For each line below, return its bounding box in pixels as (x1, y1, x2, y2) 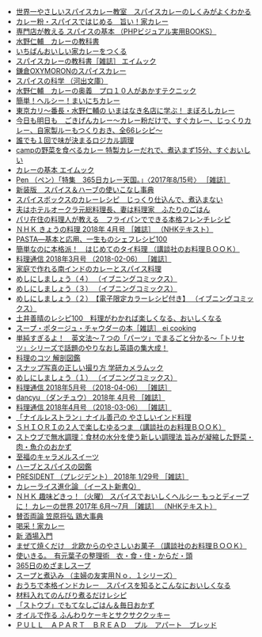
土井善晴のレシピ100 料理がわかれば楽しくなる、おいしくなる (15, 313, 222, 323)
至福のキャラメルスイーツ (15, 452, 100, 461)
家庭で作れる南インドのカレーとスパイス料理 (15, 264, 162, 273)
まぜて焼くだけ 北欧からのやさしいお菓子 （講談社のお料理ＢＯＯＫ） (15, 541, 247, 550)
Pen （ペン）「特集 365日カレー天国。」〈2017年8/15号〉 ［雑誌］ (15, 175, 231, 184)
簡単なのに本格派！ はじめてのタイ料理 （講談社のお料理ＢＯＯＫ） (15, 245, 240, 253)
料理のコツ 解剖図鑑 (15, 353, 81, 362)
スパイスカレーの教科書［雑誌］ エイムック (15, 56, 157, 66)
